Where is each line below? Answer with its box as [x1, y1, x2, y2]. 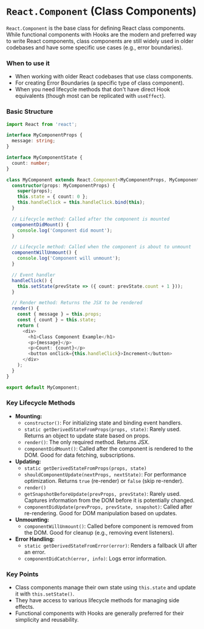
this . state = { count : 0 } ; [17, 193, 88, 200]
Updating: [15, 457, 41, 465]
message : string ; [12, 138, 56, 144]
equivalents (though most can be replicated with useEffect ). [15, 92, 166, 100]
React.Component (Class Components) [6, 4, 197, 18]
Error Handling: [15, 535, 55, 543]
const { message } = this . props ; [17, 311, 102, 318]
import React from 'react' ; [6, 121, 78, 127]
